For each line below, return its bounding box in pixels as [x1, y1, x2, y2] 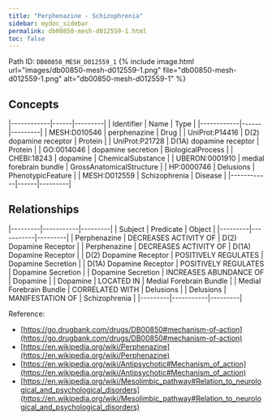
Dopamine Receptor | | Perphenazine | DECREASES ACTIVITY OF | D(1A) [8, 241, 252, 251]
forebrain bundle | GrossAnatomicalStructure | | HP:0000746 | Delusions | [8, 162, 256, 172]
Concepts [8, 97, 59, 111]
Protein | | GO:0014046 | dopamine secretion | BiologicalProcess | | [8, 145, 234, 155]
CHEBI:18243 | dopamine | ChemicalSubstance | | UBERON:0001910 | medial [8, 153, 265, 163]
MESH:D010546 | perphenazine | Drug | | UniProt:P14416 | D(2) [48, 127, 260, 138]
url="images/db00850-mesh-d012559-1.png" [8, 66, 162, 75]
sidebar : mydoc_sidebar [8, 19, 89, 28]
